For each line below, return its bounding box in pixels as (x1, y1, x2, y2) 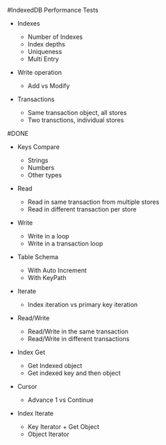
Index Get (17, 348, 46, 356)
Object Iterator (27, 430, 69, 438)
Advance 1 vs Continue (27, 396, 94, 404)
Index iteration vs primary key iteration (27, 301, 138, 308)
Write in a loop (27, 232, 69, 240)
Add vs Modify (27, 82, 70, 89)
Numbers (27, 164, 55, 172)
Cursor (17, 383, 38, 390)
